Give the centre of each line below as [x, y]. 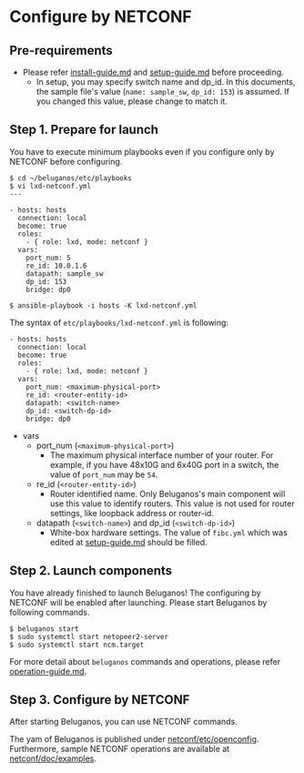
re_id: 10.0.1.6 [57, 266]
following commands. [50, 612]
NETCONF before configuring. [66, 161]
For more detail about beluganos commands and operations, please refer [145, 661]
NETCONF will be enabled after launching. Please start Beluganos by [138, 602]
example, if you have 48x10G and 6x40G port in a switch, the [164, 464]
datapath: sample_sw [65, 274]
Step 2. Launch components [91, 571]
